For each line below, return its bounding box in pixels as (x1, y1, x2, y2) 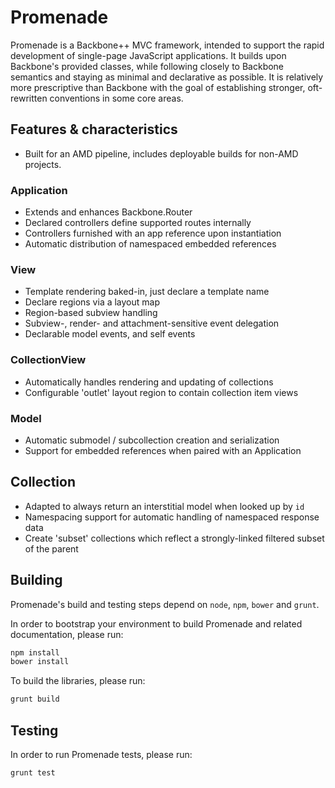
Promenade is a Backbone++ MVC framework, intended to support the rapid (10, 39, 325, 51)
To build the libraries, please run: (10, 675, 146, 687)
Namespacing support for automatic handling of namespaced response (24, 511, 320, 523)
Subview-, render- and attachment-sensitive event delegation (24, 317, 280, 330)
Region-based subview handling (24, 307, 158, 319)
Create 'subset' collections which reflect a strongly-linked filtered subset (24, 532, 325, 544)
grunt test (10, 768, 56, 778)
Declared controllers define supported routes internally (24, 217, 252, 229)
